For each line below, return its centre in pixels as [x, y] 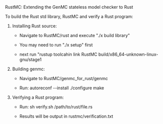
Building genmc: [29, 69]
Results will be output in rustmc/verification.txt [66, 116]
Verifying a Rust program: [38, 97]
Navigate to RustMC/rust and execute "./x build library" [75, 35]
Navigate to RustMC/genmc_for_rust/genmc [64, 78]
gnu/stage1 [31, 60]
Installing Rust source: [34, 26]
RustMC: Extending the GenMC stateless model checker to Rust [69, 7]
